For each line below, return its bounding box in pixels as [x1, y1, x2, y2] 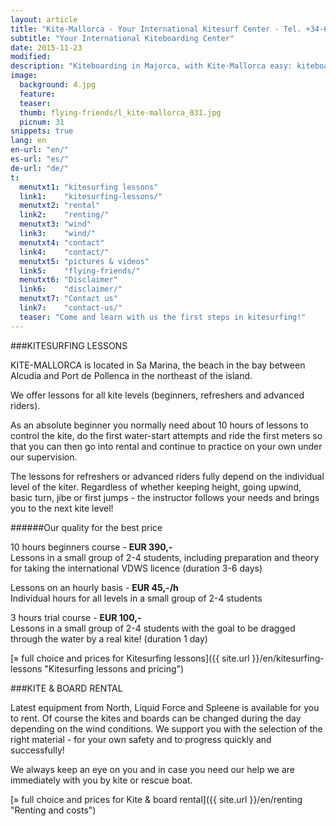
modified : [10, 52, 52, 62]
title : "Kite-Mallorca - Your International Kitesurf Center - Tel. [10, 24, 302, 34]
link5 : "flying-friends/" [19, 266, 141, 276]
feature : [19, 89, 56, 99]
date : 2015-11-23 [10, 42, 83, 53]
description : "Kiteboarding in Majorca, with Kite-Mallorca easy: [10, 61, 293, 71]
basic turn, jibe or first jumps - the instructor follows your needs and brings [10, 491, 320, 503]
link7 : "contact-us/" [19, 303, 123, 313]
